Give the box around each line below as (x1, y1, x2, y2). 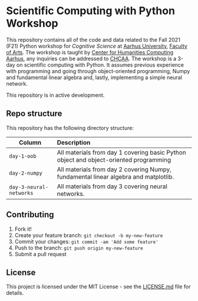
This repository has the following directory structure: (6, 124, 134, 131)
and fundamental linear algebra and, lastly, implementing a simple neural (6, 74, 183, 81)
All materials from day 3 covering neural (57, 182, 168, 190)
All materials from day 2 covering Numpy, (57, 165, 172, 174)
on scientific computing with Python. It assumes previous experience (16, 61, 184, 68)
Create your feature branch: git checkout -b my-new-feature (14, 231, 163, 238)
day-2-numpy (9, 169, 43, 176)
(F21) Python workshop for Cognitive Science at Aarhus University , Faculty (6, 42, 187, 50)
